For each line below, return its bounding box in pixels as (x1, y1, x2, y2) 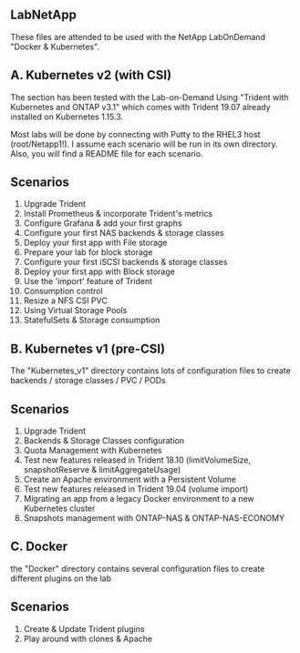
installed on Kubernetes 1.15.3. (10, 111, 124, 122)
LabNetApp (10, 7, 77, 23)
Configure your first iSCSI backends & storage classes (23, 257, 228, 268)
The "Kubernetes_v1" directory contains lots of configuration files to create (10, 365, 291, 376)
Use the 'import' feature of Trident (23, 276, 153, 287)
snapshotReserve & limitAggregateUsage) (23, 464, 181, 475)
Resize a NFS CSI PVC (23, 295, 108, 306)
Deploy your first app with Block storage (23, 266, 176, 277)
